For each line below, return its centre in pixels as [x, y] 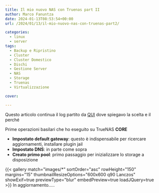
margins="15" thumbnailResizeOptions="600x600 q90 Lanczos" [70, 174]
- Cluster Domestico [30, 60]
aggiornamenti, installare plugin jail [47, 144]
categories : [17, 32]
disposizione [25, 160]
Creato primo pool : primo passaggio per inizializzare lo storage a [78, 154]
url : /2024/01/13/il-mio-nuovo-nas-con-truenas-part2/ [62, 23]
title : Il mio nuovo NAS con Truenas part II [52, 10]
